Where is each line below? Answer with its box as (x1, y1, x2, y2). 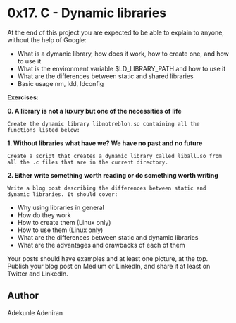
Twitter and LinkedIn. (7, 269, 68, 278)
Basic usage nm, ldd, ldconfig (17, 79, 104, 87)
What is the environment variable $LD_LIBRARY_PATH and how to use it (17, 64, 226, 73)
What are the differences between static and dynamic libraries (17, 233, 199, 241)
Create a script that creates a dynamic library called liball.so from (7, 152, 222, 159)
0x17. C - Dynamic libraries (7, 5, 167, 21)
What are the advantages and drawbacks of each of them (17, 240, 185, 249)
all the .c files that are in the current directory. (7, 159, 169, 166)
